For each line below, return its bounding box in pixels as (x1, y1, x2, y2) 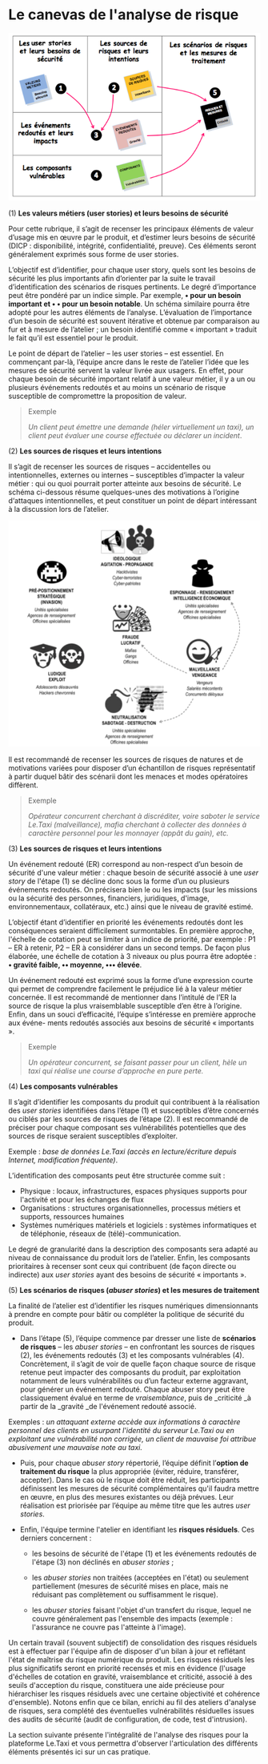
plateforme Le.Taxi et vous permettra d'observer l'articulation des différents (8, 1738, 258, 1748)
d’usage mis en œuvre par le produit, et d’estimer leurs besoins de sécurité (8, 232, 256, 242)
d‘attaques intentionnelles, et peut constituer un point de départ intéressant (8, 496, 258, 505)
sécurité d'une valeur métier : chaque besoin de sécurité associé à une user (8, 868, 259, 877)
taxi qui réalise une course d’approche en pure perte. (27, 1065, 204, 1075)
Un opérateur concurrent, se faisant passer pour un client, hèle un (27, 1057, 247, 1067)
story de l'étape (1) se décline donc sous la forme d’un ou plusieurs (8, 876, 230, 886)
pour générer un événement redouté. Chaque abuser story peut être (19, 1384, 246, 1394)
